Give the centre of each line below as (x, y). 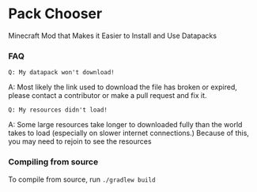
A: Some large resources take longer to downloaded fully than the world (125, 125)
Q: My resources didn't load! (58, 110)
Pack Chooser (55, 14)
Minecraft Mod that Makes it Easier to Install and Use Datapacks (113, 36)
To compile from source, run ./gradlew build (82, 179)
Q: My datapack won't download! (61, 73)
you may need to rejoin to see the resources (80, 141)
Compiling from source (53, 162)
